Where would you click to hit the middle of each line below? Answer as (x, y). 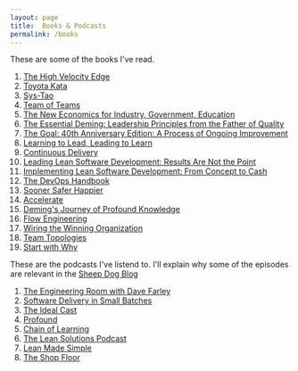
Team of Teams (52, 105)
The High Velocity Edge (66, 77)
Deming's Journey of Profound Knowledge (102, 210)
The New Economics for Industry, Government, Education (129, 115)
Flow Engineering (55, 218)
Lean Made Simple (58, 348)
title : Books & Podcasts (58, 26)
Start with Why (50, 247)
